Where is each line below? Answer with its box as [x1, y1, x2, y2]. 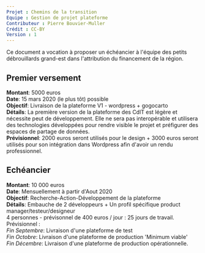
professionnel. [6, 147, 43, 155]
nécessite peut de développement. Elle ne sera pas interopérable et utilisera [6, 114, 198, 122]
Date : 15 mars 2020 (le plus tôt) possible [6, 95, 109, 103]
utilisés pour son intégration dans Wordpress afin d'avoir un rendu [6, 141, 173, 148]
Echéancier [6, 165, 51, 175]
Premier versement [6, 73, 81, 83]
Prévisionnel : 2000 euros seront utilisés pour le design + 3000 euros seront [6, 134, 199, 141]
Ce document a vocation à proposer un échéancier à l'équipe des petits [6, 48, 187, 56]
